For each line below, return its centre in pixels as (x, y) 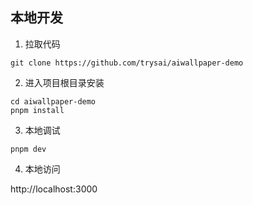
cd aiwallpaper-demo (53, 101)
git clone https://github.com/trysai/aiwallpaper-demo (127, 63)
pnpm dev (28, 149)
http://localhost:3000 (54, 189)
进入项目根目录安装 (64, 82)
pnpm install (37, 110)
